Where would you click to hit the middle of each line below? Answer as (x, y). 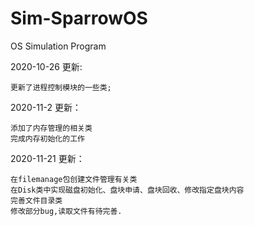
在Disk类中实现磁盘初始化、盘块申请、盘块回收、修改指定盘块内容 (127, 190)
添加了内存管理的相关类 (51, 128)
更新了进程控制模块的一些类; (61, 87)
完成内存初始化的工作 (47, 138)
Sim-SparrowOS (79, 18)
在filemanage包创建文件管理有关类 (74, 179)
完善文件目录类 (36, 200)
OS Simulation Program (58, 46)
